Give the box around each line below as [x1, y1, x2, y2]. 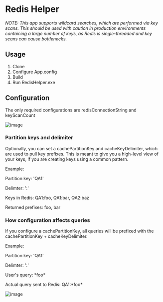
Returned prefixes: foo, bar [5, 204, 61, 210]
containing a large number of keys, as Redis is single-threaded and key [5, 30, 152, 36]
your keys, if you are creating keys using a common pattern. [5, 156, 129, 162]
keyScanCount [5, 112, 36, 118]
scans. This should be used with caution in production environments [5, 25, 146, 31]
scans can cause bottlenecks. [5, 36, 67, 42]
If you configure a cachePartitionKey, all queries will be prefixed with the [5, 228, 154, 234]
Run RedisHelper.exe [12, 79, 56, 85]
